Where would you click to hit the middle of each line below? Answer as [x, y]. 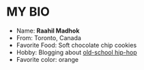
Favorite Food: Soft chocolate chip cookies [76, 45]
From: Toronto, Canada [48, 37]
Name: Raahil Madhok [48, 31]
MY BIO [28, 12]
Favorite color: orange [47, 59]
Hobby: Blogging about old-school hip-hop [76, 52]
